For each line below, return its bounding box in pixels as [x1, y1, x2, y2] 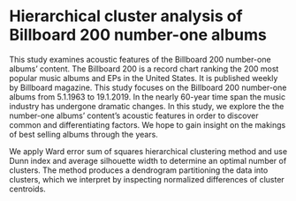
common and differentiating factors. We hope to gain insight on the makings [9, 119, 286, 130]
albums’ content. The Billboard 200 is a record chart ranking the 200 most [9, 63, 279, 74]
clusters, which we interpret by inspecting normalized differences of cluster [9, 174, 285, 184]
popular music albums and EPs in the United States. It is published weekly [9, 72, 278, 83]
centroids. [9, 183, 46, 194]
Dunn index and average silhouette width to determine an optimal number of [9, 155, 287, 166]
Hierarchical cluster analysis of [9, 6, 243, 26]
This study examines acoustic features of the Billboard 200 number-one [9, 54, 271, 64]
